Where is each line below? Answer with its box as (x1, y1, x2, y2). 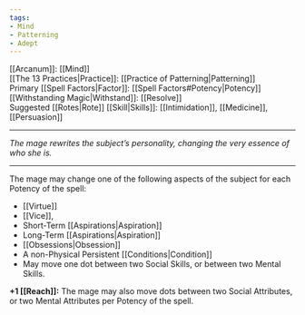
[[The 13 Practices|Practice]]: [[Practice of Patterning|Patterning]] (9, 74, 256, 84)
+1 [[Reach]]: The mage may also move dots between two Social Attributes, (9, 286, 293, 297)
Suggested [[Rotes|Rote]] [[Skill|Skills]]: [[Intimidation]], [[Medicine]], (9, 102, 269, 113)
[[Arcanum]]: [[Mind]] (9, 64, 91, 74)
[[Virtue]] (22, 201, 57, 212)
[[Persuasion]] (9, 112, 64, 123)
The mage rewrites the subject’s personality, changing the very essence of (9, 138, 290, 149)
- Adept (9, 38, 39, 48)
